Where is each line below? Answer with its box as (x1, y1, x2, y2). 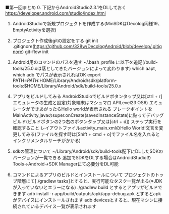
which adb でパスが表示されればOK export (12, 72, 101, 77)
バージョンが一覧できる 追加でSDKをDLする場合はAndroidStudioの (12, 155, 151, 160)
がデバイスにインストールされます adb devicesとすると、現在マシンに (12, 197, 158, 203)
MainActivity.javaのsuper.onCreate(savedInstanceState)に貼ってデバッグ (12, 112, 164, 118)
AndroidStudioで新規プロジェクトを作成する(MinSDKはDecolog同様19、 (12, 21, 162, 26)
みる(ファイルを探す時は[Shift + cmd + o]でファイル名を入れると (26, 131, 160, 137)
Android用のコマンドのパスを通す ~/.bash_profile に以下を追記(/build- (12, 59, 158, 65)
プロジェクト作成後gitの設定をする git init (12, 37, 98, 44)
